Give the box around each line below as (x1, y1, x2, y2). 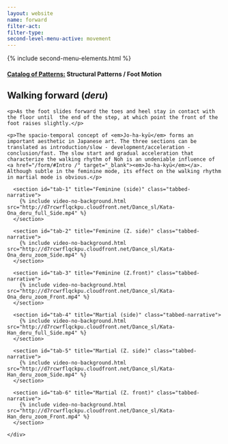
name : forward (7, 16, 48, 23)
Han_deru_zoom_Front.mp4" (7, 413, 81, 420)
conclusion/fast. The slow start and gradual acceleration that (7, 150, 194, 157)
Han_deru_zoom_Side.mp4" (7, 371, 78, 378)
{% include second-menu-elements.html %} (7, 54, 132, 62)
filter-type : (7, 29, 44, 36)
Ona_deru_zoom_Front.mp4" (7, 293, 81, 300)
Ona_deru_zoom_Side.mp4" (7, 251, 78, 259)
